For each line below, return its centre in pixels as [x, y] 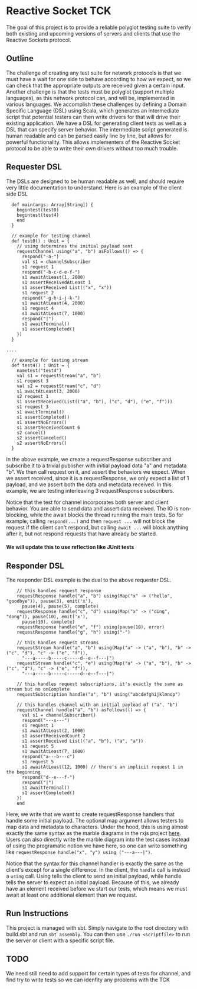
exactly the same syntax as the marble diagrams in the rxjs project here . [94, 833]
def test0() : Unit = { [40, 241]
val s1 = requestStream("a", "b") [59, 375]
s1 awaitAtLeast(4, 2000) [53, 303]
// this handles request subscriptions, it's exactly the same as [100, 684]
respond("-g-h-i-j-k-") [51, 298]
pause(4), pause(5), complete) [60, 606]
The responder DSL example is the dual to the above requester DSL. [89, 580]
